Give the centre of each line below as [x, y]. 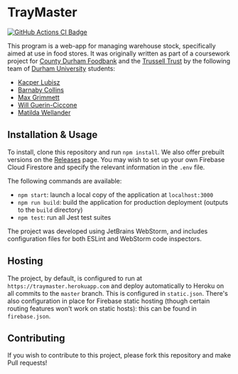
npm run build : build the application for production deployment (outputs [123, 202]
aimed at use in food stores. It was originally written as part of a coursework [119, 53]
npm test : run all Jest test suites [64, 217]
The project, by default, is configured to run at [75, 278]
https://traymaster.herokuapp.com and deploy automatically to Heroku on [116, 286]
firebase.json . [29, 316]
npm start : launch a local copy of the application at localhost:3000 [115, 194]
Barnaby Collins [40, 90]
